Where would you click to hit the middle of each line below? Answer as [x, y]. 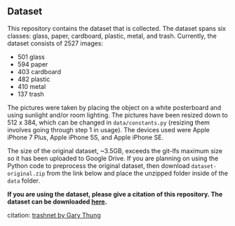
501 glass [31, 57]
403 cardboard [39, 71]
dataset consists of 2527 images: [55, 43]
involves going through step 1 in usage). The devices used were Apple [109, 129]
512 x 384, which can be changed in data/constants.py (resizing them [109, 122]
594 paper [33, 64]
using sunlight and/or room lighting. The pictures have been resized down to [117, 115]
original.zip [26, 174]
